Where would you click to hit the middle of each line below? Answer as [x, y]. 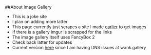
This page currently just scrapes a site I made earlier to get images [79, 27]
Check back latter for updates [42, 42]
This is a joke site [29, 16]
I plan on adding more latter [40, 22]
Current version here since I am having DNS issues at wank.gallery [79, 47]
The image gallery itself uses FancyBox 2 [53, 37]
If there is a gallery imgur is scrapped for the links [62, 32]
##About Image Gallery [28, 7]
